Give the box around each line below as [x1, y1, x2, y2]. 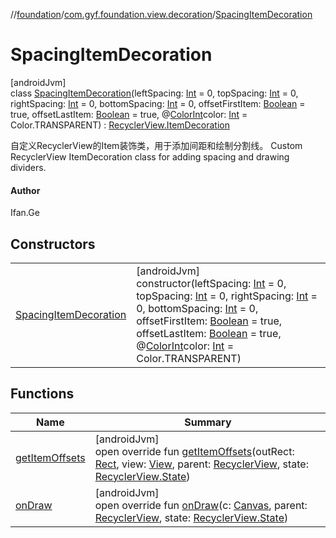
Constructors [10, 235, 96, 253]
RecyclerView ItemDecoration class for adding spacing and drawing [10, 150, 290, 163]
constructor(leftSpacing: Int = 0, [136, 276, 287, 290]
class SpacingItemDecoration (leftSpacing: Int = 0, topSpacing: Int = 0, [10, 87, 299, 99]
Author [10, 184, 41, 196]
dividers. [10, 161, 47, 173]
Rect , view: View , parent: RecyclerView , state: [94, 457, 309, 471]
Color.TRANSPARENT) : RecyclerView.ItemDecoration [10, 119, 230, 131]
